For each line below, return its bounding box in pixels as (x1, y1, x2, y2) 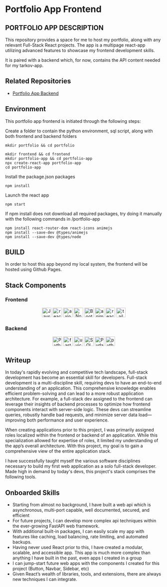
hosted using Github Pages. (5, 267, 62, 273)
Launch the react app (5, 192, 49, 198)
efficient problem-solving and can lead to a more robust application (5, 390, 144, 397)
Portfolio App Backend (12, 90, 59, 96)
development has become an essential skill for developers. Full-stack (5, 374, 148, 380)
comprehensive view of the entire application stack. (5, 448, 112, 454)
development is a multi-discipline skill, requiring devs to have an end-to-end (5, 380, 162, 386)
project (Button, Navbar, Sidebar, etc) (12, 565, 89, 572)
